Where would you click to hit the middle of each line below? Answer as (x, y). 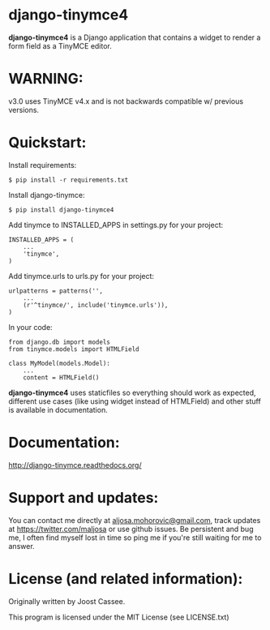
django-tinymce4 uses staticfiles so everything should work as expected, (133, 392)
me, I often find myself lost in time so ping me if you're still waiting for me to (135, 538)
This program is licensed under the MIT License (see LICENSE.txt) (119, 617)
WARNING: (46, 79)
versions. (24, 109)
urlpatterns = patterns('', (56, 291)
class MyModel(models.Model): (60, 363)
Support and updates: (84, 497)
